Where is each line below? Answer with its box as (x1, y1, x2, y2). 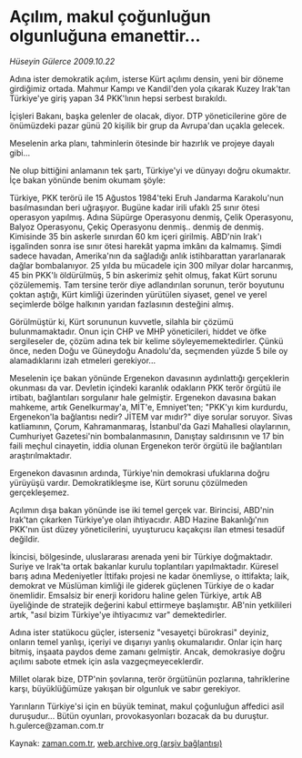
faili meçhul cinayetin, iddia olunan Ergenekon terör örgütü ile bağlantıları (9, 440, 283, 451)
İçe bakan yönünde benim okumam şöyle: (9, 175, 166, 186)
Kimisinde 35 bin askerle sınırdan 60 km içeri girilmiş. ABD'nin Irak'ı (9, 230, 262, 242)
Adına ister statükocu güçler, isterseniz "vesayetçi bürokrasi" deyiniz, (9, 626, 269, 638)
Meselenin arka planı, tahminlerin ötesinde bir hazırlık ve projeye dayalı (9, 137, 275, 148)
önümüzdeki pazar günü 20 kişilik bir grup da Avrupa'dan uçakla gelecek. (9, 120, 285, 131)
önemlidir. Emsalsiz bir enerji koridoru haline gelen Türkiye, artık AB (9, 590, 262, 601)
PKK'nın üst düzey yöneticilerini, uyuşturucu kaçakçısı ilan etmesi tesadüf (9, 523, 285, 534)
